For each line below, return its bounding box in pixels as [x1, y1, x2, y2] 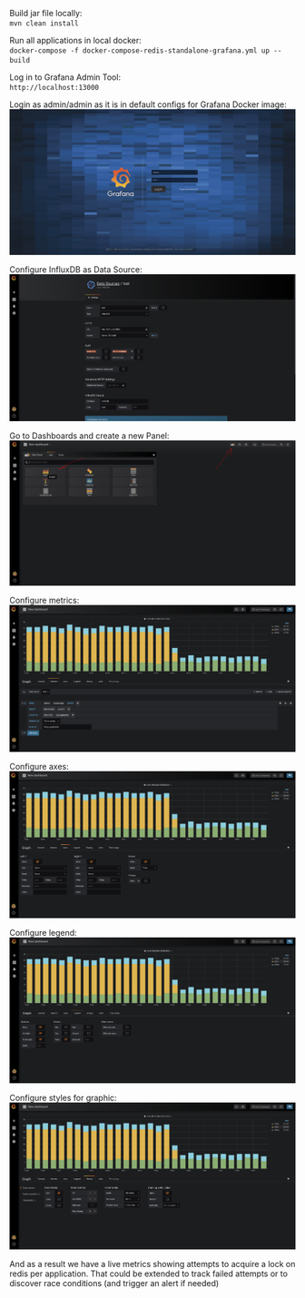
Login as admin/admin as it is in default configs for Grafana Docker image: [9, 99, 288, 110]
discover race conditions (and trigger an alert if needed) [9, 1277, 220, 1288]
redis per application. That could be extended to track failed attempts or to [9, 1268, 289, 1279]
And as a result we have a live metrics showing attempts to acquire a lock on [9, 1258, 296, 1269]
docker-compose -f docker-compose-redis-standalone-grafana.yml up [9, 46, 271, 55]
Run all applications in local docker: [9, 35, 143, 45]
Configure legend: [9, 927, 77, 938]
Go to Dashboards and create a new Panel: [9, 430, 170, 441]
